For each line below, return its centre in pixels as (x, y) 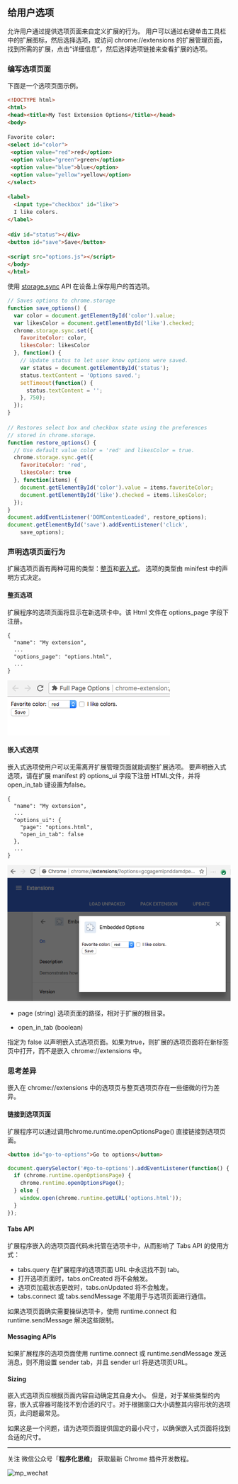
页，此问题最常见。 (35, 1413)
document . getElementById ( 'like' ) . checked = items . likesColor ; (114, 495)
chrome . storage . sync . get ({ (53, 458)
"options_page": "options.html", (63, 657)
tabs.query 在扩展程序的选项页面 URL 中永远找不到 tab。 (100, 1269)
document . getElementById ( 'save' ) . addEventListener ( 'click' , (98, 525)
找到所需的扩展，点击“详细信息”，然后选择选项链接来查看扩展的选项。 (109, 49)
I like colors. (36, 212)
